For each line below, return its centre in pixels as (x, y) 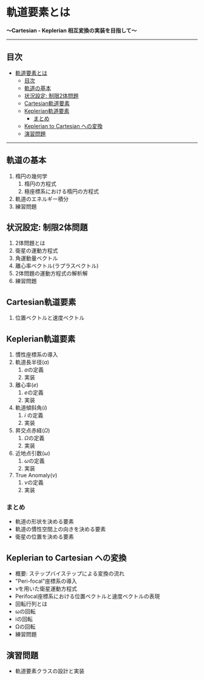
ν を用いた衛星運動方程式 (46, 589)
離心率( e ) (27, 385)
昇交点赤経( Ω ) (32, 430)
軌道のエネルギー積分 (42, 199)
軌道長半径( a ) (32, 362)
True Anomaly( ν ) (36, 475)
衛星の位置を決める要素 (44, 537)
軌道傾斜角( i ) (31, 408)
